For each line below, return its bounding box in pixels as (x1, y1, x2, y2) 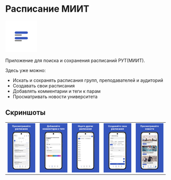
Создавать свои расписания (12, 82, 75, 88)
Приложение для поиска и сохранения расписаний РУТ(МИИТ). (5, 57, 145, 63)
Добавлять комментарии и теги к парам (12, 88, 101, 94)
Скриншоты (5, 108, 46, 117)
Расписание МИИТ (5, 3, 90, 15)
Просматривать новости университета (12, 93, 98, 100)
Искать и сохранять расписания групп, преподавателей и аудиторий (12, 77, 163, 83)
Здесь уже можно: (5, 67, 46, 73)
